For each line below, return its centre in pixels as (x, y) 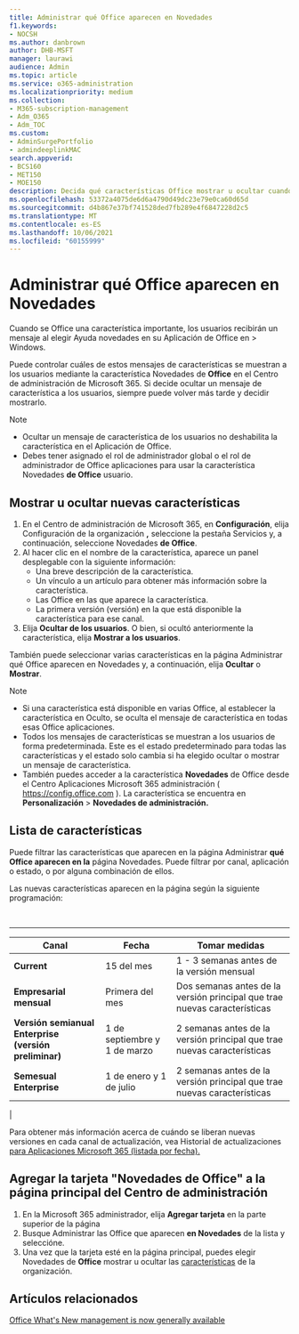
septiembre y (133, 1039)
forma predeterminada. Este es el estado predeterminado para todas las (154, 746)
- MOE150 (25, 183)
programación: (36, 897)
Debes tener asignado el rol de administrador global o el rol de (137, 456)
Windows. (28, 347)
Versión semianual (54, 1023)
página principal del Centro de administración (139, 1193)
